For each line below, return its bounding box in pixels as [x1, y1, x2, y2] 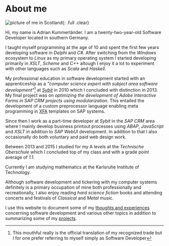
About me [5, 3, 47, 15]
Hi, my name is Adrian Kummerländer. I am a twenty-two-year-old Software [5, 29, 161, 35]
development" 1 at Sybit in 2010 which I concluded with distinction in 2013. [5, 86, 158, 93]
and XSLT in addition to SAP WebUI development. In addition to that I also [5, 128, 157, 134]
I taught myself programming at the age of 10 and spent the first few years [5, 44, 159, 50]
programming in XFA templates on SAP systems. [5, 108, 106, 114]
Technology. [5, 169, 31, 175]
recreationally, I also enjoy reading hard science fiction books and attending [5, 189, 162, 195]
